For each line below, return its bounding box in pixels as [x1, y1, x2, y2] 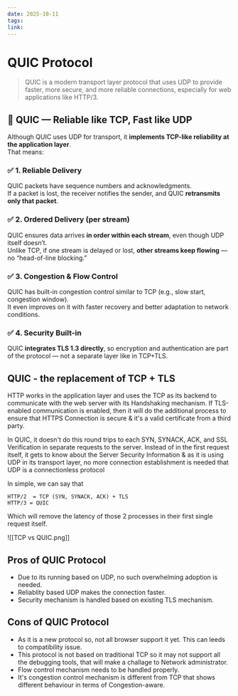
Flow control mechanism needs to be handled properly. [17, 665, 180, 674]
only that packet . [7, 197, 59, 205]
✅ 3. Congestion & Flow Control [7, 271, 119, 281]
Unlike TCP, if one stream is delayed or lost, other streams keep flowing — [7, 246, 228, 254]
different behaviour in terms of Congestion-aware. [17, 680, 166, 689]
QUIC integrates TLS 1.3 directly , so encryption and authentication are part [7, 344, 229, 353]
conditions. [7, 311, 40, 319]
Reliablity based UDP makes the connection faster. [17, 588, 166, 596]
